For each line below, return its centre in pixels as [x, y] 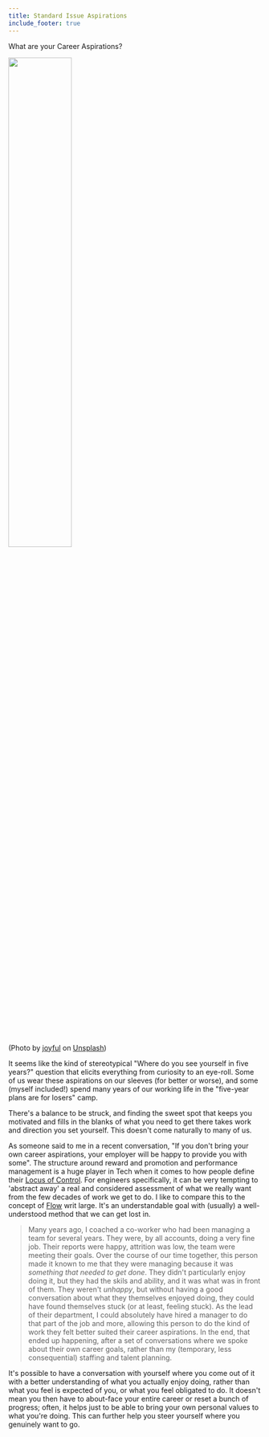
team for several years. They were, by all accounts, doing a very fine [141, 1238]
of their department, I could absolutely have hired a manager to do [138, 1315]
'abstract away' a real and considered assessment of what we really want [130, 1188]
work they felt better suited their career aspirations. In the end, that [139, 1332]
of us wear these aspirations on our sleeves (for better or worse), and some [133, 1080]
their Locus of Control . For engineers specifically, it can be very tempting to [133, 1180]
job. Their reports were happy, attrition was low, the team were [131, 1247]
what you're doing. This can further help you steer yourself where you [124, 1415]
